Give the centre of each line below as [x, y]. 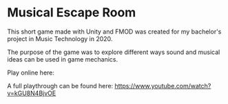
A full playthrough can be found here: [60, 86]
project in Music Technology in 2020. [60, 38]
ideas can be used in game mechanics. [63, 59]
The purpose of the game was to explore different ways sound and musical [114, 52]
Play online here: [31, 73]
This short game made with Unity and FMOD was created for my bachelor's [114, 31]
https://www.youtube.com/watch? [163, 86]
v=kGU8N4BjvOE [32, 93]
